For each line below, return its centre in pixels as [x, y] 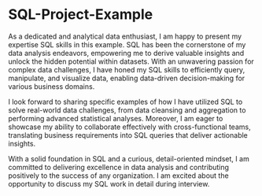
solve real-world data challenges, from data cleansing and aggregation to [127, 110]
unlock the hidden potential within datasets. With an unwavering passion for [131, 61]
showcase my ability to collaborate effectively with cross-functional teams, [129, 127]
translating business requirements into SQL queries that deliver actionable [128, 135]
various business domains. [52, 86]
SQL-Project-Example [81, 15]
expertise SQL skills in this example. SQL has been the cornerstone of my [127, 44]
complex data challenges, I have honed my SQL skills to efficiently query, [127, 69]
